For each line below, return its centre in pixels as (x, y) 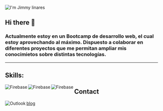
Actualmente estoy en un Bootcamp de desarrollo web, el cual (80, 36)
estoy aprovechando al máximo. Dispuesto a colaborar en (74, 42)
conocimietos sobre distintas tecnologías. (56, 55)
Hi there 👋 (20, 22)
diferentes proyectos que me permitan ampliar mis (66, 48)
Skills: (15, 76)
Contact (87, 92)
